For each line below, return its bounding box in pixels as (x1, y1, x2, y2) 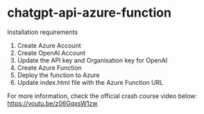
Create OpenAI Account (17, 49, 86, 57)
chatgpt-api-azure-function (7, 5, 172, 21)
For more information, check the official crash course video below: (7, 92, 198, 100)
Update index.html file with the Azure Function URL (17, 78, 164, 86)
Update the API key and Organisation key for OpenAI (17, 56, 168, 64)
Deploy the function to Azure (17, 71, 100, 79)
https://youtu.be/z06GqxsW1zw (7, 99, 98, 107)
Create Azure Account (17, 41, 81, 49)
